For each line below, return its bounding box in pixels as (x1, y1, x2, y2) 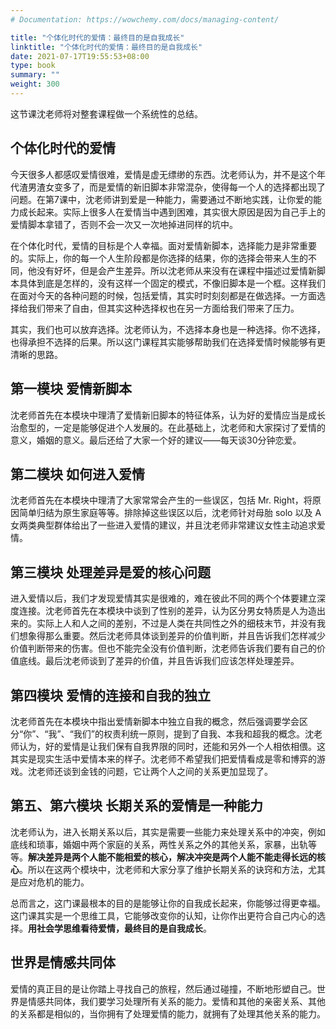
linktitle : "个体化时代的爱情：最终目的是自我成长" (10, 42, 203, 52)
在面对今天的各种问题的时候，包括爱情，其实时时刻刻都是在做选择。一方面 (10, 289, 317, 301)
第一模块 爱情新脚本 (10, 381, 132, 398)
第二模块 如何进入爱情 (10, 466, 145, 483)
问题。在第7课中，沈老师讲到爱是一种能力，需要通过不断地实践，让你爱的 (10, 193, 313, 205)
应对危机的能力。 (18, 876, 90, 888)
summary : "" (10, 70, 60, 80)
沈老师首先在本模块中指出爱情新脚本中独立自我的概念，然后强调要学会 (10, 715, 300, 727)
